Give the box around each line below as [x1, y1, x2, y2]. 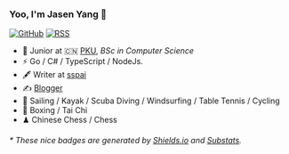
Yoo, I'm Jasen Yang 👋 [9, 8, 107, 20]
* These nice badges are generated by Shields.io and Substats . [9, 134, 242, 145]
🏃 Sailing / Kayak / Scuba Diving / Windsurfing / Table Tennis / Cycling [21, 95, 280, 106]
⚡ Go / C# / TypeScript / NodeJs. [21, 56, 144, 67]
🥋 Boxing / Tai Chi [21, 105, 88, 116]
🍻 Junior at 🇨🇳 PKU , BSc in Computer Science [21, 45, 194, 56]
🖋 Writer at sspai [21, 69, 87, 80]
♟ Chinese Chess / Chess [21, 115, 117, 126]
